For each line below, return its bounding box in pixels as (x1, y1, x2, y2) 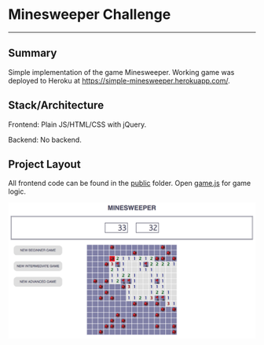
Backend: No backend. (8, 135, 82, 144)
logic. (8, 187, 26, 196)
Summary (8, 46, 57, 60)
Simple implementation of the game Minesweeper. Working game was (8, 67, 235, 76)
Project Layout (8, 158, 81, 171)
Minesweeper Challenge (8, 6, 171, 24)
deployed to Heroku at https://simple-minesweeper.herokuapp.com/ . (8, 76, 230, 85)
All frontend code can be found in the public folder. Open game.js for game (8, 179, 251, 188)
